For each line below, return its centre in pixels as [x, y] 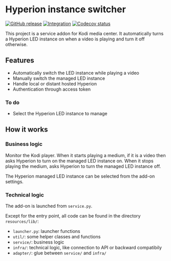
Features [20, 61]
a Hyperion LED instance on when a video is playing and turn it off [75, 39]
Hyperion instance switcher [66, 9]
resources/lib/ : [22, 222]
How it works [27, 130]
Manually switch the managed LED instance [59, 78]
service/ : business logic [38, 242]
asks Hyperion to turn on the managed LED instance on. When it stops [79, 161]
